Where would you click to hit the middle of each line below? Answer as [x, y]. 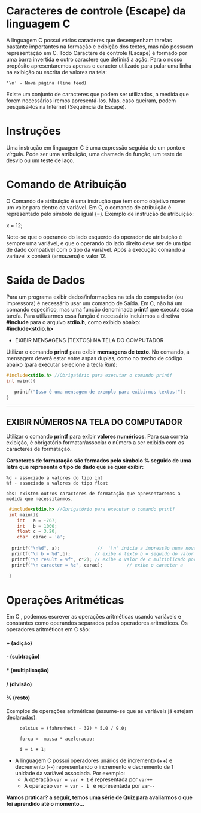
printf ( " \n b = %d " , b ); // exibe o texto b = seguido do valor [103, 554]
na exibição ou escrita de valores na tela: [57, 72]
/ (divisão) [19, 684]
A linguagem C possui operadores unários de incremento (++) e [94, 760]
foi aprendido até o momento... [45, 803]
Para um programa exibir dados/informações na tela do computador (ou [95, 297]
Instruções [34, 131]
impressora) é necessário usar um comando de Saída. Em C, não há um [95, 303]
